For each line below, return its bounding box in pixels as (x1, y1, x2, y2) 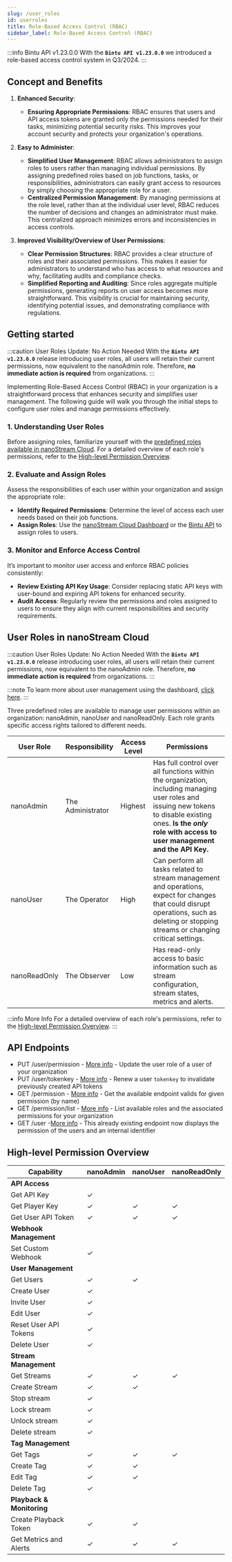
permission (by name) (17, 1097, 80, 1106)
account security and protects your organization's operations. (27, 130, 204, 139)
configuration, (153, 979, 199, 989)
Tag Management (10, 1439, 70, 1448)
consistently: (7, 569, 43, 577)
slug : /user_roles (7, 10, 60, 17)
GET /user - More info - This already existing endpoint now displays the (17, 1119, 220, 1128)
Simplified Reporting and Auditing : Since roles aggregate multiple (27, 279, 217, 287)
